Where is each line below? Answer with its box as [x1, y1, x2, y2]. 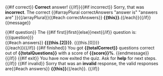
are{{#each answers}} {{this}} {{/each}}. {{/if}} [5, 66, 100, 72]
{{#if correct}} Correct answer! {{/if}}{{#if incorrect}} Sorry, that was [5, 4, 144, 10]
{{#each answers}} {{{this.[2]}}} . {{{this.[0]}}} [5, 40, 100, 46]
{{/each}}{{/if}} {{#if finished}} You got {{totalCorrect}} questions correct [5, 45, 155, 51]
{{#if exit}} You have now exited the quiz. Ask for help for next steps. [18, 55, 157, 61]
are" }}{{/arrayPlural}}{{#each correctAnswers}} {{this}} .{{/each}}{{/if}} [5, 15, 151, 20]
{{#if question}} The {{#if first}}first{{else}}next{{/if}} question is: [5, 29, 137, 35]
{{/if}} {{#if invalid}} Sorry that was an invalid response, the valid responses [5, 61, 159, 66]
